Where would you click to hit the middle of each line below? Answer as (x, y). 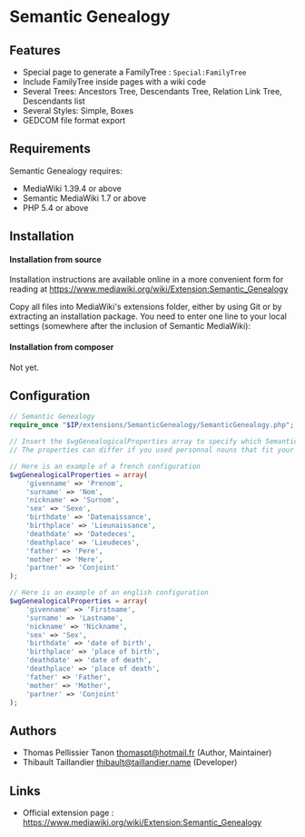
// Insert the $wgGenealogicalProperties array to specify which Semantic (154, 442)
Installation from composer (62, 347)
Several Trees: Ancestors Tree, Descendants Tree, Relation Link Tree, (152, 91)
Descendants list (54, 101)
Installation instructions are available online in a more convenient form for (147, 280)
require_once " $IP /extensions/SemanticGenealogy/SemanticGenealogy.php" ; (152, 425)
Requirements (50, 149)
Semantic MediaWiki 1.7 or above (84, 198)
